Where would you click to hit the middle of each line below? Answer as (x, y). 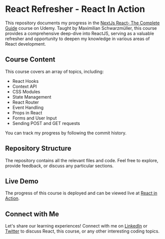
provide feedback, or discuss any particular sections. (59, 166)
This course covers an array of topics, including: (55, 71)
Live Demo (22, 181)
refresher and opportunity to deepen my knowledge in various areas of (78, 39)
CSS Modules (26, 91)
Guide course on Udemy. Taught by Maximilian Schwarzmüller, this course (81, 28)
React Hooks (25, 81)
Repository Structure (38, 149)
